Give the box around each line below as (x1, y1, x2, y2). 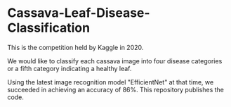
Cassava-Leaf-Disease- (7, 5, 150, 21)
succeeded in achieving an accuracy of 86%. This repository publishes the (7, 85, 225, 94)
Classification (7, 20, 90, 36)
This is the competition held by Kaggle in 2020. (7, 43, 144, 51)
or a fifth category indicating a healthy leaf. (7, 64, 132, 73)
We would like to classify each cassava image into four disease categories (7, 56, 223, 65)
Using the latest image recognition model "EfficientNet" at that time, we (7, 77, 214, 86)
